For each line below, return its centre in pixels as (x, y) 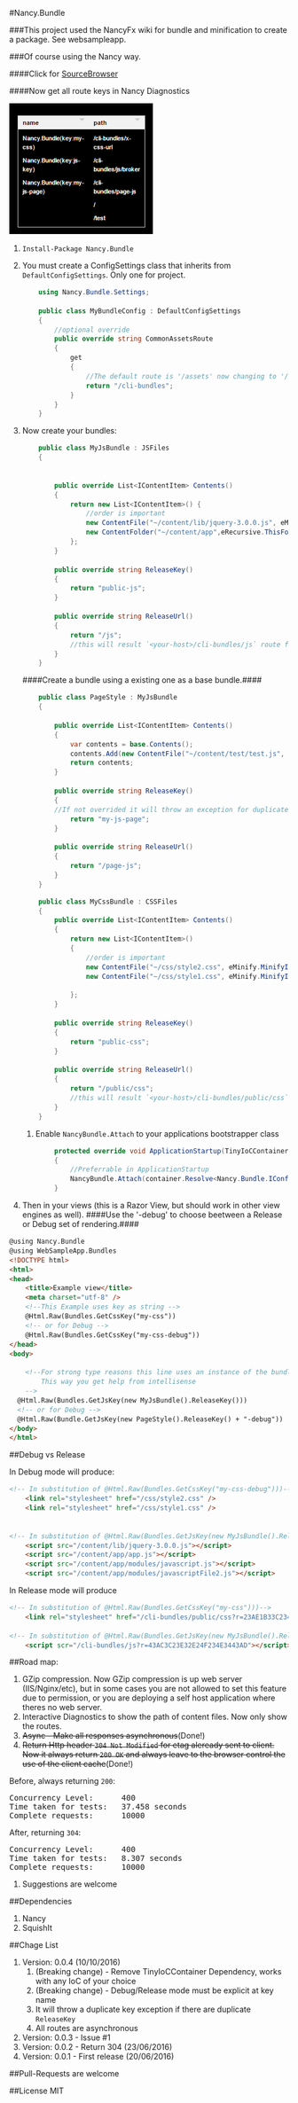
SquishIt (37, 1928)
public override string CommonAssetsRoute (134, 339)
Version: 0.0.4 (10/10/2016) (71, 1962)
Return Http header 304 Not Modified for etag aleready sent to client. (148, 1745)
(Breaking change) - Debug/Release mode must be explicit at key (154, 1990)
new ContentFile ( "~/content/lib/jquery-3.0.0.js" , (181, 523)
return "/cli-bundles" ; (129, 386)
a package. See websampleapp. (68, 39)
